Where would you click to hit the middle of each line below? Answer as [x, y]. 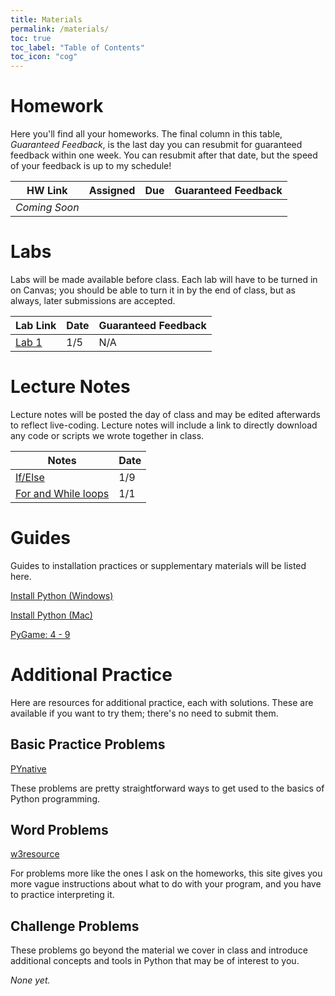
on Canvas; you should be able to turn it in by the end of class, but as [153, 290]
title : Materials [46, 19]
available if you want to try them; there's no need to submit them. [144, 713]
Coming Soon [47, 208]
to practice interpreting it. [62, 895]
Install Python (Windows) [62, 595]
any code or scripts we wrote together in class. [107, 435]
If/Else [30, 477]
